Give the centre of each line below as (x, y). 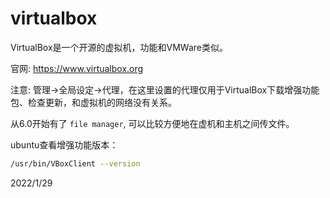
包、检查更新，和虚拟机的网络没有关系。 (93, 102)
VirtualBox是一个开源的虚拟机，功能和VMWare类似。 (119, 47)
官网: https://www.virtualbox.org (77, 68)
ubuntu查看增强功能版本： (64, 144)
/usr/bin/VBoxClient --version (75, 163)
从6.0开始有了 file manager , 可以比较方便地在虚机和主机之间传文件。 (152, 123)
